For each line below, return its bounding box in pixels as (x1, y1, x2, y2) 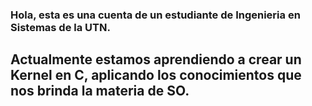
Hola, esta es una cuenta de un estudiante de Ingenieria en (10, 8, 301, 22)
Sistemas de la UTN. (10, 20, 111, 34)
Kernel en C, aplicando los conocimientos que (10, 67, 302, 84)
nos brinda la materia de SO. (10, 83, 190, 100)
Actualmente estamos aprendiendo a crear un (10, 51, 302, 68)
